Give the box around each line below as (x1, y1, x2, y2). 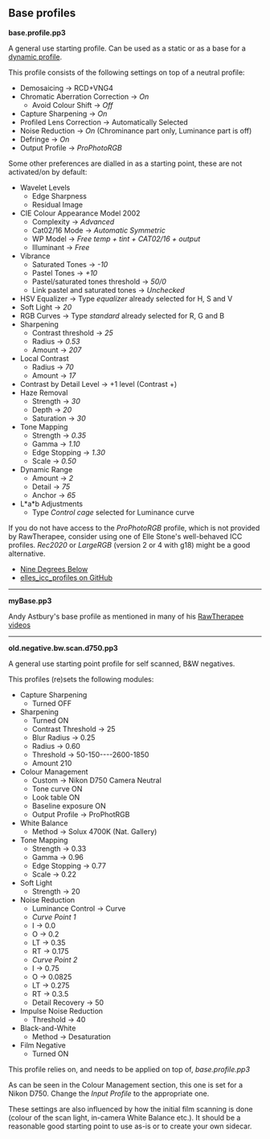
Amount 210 (31, 758, 72, 767)
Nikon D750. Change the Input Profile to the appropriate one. (8, 1088, 210, 1098)
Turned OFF (31, 698, 72, 708)
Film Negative (19, 1040, 66, 1050)
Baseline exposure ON (31, 800, 106, 811)
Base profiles (8, 6, 76, 20)
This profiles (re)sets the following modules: (8, 674, 154, 684)
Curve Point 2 (31, 955, 78, 964)
